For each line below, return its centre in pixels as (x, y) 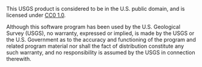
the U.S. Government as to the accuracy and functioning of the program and (101, 40)
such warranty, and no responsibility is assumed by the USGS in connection (101, 53)
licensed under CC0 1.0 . (36, 15)
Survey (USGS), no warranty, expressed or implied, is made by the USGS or (100, 33)
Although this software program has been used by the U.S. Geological (93, 27)
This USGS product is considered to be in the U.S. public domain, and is (96, 9)
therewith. (19, 59)
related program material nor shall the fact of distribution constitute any (95, 46)
